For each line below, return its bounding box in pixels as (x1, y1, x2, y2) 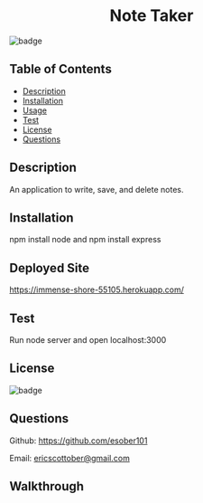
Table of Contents (9, 62, 113, 77)
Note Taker (109, 5, 194, 26)
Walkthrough (9, 479, 84, 494)
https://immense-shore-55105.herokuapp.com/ (9, 284, 185, 295)
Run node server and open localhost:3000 (9, 335, 167, 345)
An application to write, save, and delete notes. (9, 184, 184, 195)
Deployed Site (9, 260, 90, 276)
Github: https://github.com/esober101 (9, 435, 148, 446)
